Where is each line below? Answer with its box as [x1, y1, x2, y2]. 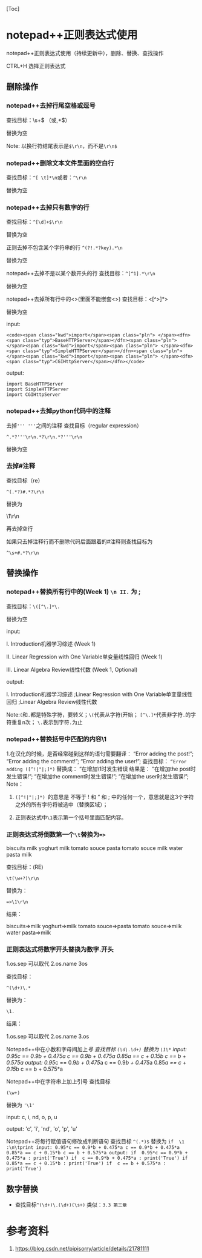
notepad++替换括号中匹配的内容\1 [6, 735, 107, 743]
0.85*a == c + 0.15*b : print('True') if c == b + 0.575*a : [6, 1160, 166, 1166]
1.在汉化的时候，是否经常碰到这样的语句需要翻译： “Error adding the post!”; [6, 750, 194, 757]
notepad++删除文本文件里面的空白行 [6, 159, 114, 167]
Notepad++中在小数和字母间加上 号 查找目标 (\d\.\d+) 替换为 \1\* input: [6, 1046, 187, 1053]
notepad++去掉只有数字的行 [6, 203, 90, 212]
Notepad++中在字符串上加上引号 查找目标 [6, 1078, 111, 1085]
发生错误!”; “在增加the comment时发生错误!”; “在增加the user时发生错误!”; [6, 772, 189, 780]
